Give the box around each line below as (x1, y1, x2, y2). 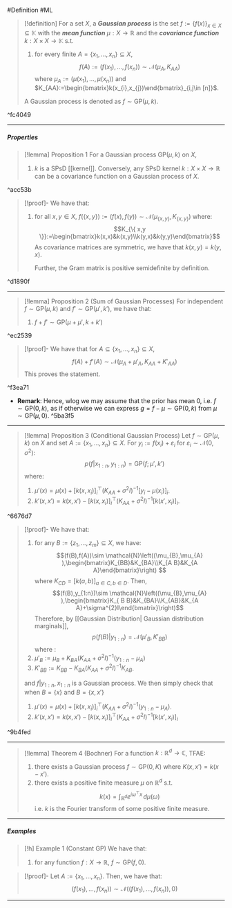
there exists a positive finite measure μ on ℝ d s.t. (34, 777, 173, 787)
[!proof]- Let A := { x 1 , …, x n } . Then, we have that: (23, 872, 162, 882)
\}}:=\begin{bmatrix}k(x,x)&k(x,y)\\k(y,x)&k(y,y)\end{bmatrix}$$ (39, 232, 221, 240)
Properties (7, 133, 39, 141)
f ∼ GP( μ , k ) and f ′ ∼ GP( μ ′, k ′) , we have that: (23, 304, 152, 312)
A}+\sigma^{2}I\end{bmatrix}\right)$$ (75, 604, 184, 612)
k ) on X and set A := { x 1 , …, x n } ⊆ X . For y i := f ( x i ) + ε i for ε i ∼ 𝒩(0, (23, 438, 214, 449)
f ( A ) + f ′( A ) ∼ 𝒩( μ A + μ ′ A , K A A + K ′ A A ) (72, 357, 177, 367)
